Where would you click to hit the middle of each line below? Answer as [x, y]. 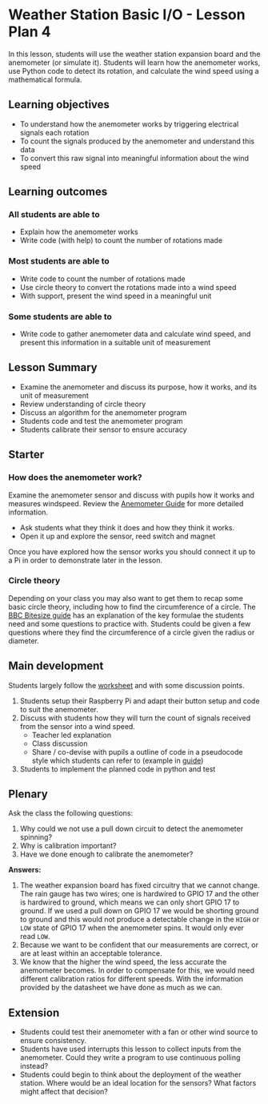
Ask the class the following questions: [71, 813]
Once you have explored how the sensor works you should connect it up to [132, 551]
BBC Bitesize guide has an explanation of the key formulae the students [126, 615]
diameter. [24, 641]
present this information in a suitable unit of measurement [115, 343]
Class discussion [60, 743]
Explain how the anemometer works [79, 232]
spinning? [36, 837]
